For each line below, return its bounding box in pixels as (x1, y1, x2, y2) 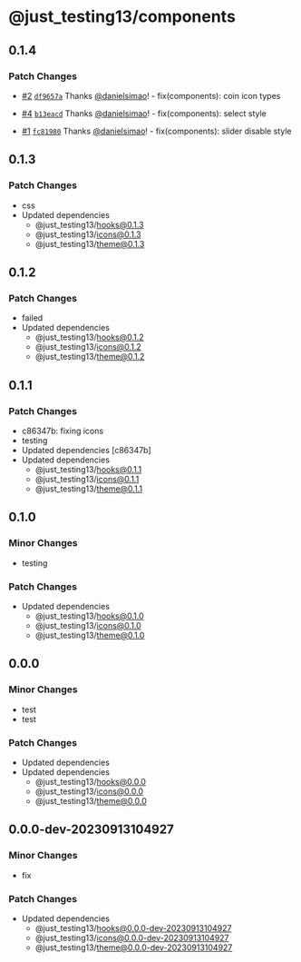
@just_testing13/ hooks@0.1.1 (34, 463, 142, 474)
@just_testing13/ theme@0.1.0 (34, 630, 145, 640)
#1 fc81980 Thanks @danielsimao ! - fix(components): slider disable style (21, 125, 292, 136)
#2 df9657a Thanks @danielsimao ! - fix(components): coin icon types (21, 90, 281, 101)
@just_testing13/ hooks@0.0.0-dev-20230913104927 (34, 922, 232, 933)
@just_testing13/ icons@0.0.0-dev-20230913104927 (34, 932, 229, 943)
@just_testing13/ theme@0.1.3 (34, 238, 145, 249)
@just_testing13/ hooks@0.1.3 (34, 219, 144, 230)
